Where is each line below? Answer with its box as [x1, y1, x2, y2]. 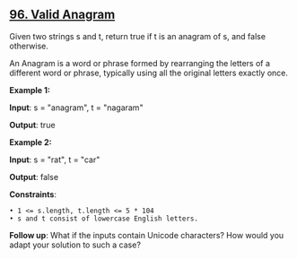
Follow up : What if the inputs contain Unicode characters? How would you [9, 229, 284, 240]
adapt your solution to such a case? [9, 239, 142, 250]
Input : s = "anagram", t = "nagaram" [9, 102, 144, 113]
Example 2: [9, 136, 52, 147]
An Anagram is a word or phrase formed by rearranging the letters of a [9, 57, 271, 68]
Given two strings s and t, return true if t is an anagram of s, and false [9, 30, 266, 41]
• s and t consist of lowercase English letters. [9, 214, 199, 223]
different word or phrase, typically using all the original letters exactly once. [9, 67, 289, 78]
